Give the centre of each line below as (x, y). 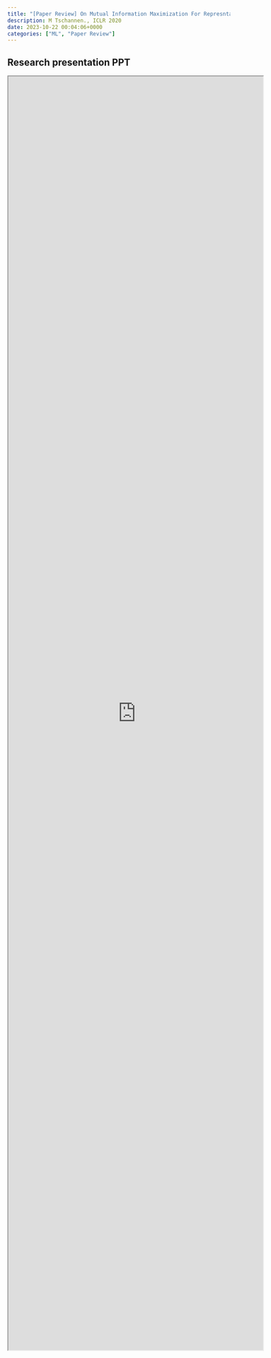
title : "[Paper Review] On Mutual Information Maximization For (104, 14)
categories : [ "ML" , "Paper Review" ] (61, 34)
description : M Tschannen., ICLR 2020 (64, 21)
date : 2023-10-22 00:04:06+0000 (55, 27)
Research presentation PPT (69, 62)
